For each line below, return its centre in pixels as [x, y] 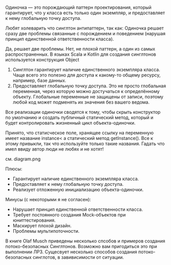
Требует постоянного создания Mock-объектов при [69, 215]
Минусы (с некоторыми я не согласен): [48, 199]
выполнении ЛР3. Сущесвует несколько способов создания [71, 252]
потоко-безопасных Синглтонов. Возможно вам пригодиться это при [81, 246]
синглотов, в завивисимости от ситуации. [78, 257]
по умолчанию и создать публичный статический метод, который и [79, 117]
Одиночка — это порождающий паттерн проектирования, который [78, 7]
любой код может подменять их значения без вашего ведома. [81, 102]
